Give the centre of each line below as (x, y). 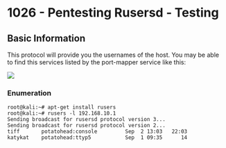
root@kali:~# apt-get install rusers (62, 108)
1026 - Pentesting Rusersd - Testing (113, 13)
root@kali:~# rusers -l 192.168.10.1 (62, 113)
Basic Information (46, 38)
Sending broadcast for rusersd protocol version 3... (87, 120)
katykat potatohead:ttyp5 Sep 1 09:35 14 (97, 138)
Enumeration (29, 93)
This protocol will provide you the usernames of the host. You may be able (113, 55)
